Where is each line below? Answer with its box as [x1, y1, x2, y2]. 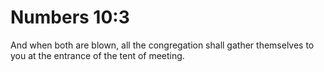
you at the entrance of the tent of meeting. [10, 49, 185, 61]
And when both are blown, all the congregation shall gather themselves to [10, 39, 315, 51]
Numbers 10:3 [10, 6, 130, 29]
